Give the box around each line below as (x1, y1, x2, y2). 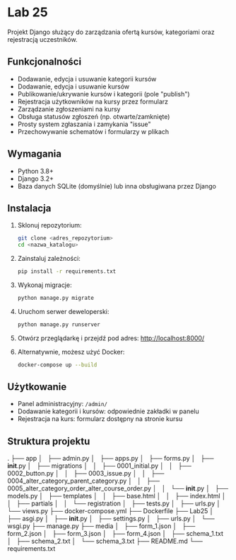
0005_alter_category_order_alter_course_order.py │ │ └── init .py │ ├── (7, 484, 228, 493)
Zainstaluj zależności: (17, 254, 81, 263)
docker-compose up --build (17, 361, 98, 369)
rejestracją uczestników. (7, 35, 78, 43)
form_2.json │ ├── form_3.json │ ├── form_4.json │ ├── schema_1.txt (7, 530, 224, 538)
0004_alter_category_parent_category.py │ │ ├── (7, 476, 160, 486)
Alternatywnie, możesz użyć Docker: (17, 347, 125, 356)
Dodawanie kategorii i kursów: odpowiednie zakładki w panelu (17, 407, 199, 415)
